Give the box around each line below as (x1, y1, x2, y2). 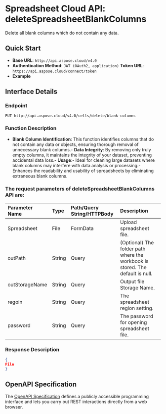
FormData (71, 225, 94, 232)
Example (12, 73, 31, 79)
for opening (120, 319, 147, 326)
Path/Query (71, 204, 99, 211)
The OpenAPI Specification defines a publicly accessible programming (5, 393, 149, 399)
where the (120, 252, 144, 259)
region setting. (120, 305, 154, 312)
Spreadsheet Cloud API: (5, 3, 106, 14)
